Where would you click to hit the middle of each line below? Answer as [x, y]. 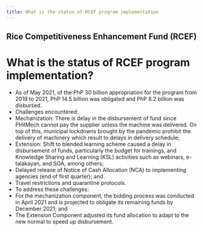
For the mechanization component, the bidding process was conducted [105, 196]
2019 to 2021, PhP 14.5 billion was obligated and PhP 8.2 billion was [100, 98]
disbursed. [29, 105]
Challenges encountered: [47, 112]
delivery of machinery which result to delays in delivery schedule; [98, 137]
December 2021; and [41, 209]
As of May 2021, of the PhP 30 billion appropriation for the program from [106, 92]
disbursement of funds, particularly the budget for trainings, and [96, 150]
